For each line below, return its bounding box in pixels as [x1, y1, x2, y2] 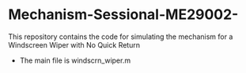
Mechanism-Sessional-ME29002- [8, 6, 239, 24]
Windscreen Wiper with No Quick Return [8, 40, 141, 49]
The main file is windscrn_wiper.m [19, 56, 131, 65]
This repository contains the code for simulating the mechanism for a [8, 32, 233, 41]
